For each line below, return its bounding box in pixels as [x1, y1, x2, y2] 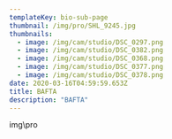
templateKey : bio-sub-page [9, 12, 108, 22]
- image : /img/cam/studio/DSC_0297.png [17, 37, 164, 47]
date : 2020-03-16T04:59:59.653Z [9, 79, 128, 88]
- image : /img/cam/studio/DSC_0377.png [17, 63, 164, 72]
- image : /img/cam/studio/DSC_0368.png [17, 54, 164, 63]
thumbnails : [9, 29, 53, 38]
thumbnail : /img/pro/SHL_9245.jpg [9, 21, 137, 30]
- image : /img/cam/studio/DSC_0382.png [17, 46, 164, 55]
